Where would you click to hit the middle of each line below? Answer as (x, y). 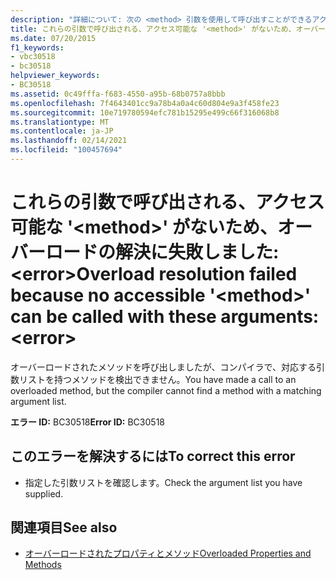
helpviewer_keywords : (55, 76)
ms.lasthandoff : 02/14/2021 (69, 141)
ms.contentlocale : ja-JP (62, 131)
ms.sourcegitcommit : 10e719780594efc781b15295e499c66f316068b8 (145, 112)
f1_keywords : (37, 47)
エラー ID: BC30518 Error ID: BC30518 (87, 422)
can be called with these (113, 317)
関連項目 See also (64, 527)
